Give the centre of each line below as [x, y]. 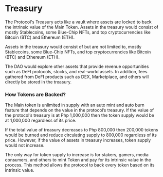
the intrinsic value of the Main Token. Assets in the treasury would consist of [82, 27]
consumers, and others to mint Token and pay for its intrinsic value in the [78, 160]
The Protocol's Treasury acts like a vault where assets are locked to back [78, 22]
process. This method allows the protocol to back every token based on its [80, 165]
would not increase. [25, 145]
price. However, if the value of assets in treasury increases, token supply [78, 140]
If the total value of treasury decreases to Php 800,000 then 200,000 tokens [81, 130]
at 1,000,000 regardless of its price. [41, 121]
